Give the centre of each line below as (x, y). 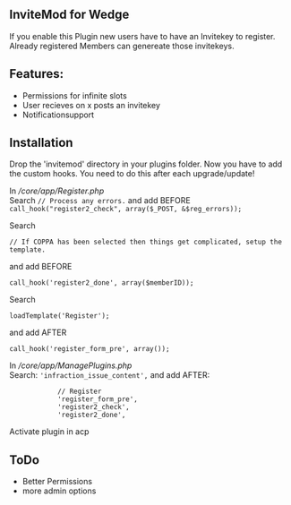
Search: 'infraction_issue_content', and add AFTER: (110, 375)
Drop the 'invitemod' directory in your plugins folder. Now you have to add (146, 164)
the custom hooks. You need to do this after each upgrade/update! (132, 174)
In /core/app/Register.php (57, 191)
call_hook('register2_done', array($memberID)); (102, 283)
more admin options (59, 491)
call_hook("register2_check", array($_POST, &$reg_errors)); (126, 210)
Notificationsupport (58, 115)
